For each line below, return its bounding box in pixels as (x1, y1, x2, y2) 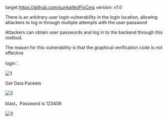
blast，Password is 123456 (5, 101, 62, 106)
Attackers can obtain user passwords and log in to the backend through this (5, 29, 163, 35)
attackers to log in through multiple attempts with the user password (5, 20, 147, 25)
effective (5, 50, 24, 56)
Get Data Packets (5, 80, 41, 86)
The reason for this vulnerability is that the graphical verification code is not (5, 45, 162, 50)
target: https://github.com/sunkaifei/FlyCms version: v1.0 (5, 5, 123, 10)
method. (5, 35, 23, 41)
